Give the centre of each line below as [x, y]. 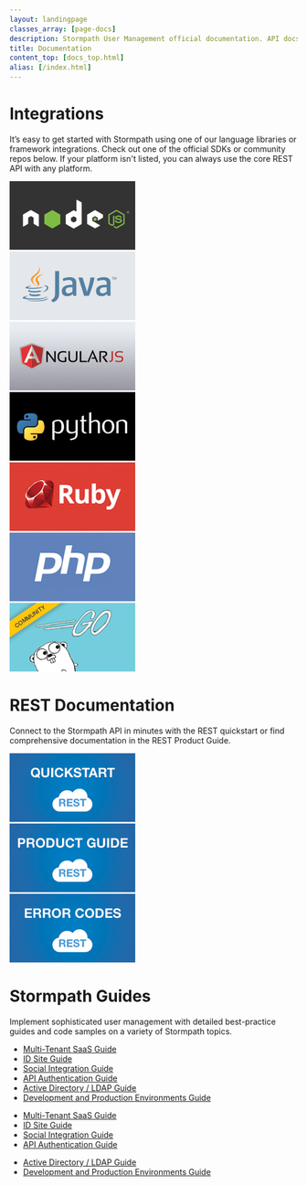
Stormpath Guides [80, 996]
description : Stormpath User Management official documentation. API [145, 38]
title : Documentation [51, 48]
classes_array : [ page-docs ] [63, 29]
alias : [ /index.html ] [51, 68]
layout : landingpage [49, 19]
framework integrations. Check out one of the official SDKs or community [148, 149]
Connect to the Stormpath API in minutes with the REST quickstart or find [147, 731]
